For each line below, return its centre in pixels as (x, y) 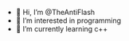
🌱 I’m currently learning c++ (62, 29)
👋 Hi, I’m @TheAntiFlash (55, 12)
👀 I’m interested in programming (68, 20)
